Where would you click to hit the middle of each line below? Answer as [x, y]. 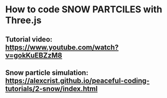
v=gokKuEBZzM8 [34, 55]
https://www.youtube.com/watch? [62, 47]
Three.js [23, 20]
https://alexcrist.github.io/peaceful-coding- [77, 81]
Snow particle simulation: [47, 73]
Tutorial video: [29, 39]
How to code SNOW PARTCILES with [84, 9]
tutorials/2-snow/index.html [52, 89]
